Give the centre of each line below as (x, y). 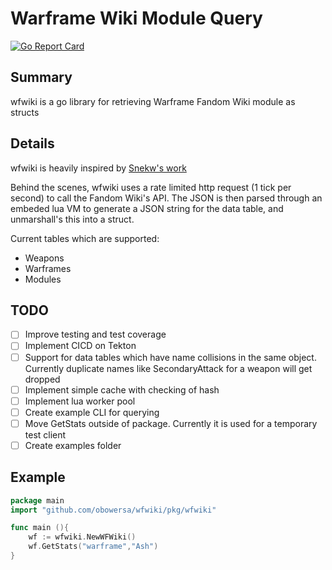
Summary (41, 77)
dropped (42, 379)
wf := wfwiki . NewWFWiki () (82, 537)
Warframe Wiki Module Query (136, 18)
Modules (43, 279)
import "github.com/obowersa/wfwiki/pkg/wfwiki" (113, 510)
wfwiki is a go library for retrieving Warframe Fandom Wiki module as (153, 101)
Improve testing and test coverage (95, 334)
